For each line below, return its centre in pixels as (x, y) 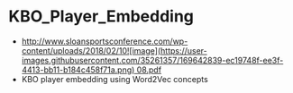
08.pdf (149, 70)
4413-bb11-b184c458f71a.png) (78, 70)
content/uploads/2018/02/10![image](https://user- (114, 50)
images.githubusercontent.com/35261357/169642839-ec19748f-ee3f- (152, 60)
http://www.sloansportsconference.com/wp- (105, 41)
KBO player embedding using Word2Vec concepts (114, 79)
